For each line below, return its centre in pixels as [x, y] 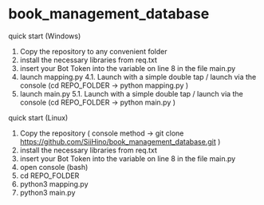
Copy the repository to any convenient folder [93, 51]
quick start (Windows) [45, 36]
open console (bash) [54, 167]
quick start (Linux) [38, 117]
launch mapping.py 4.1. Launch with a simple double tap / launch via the [138, 77]
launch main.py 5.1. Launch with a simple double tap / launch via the [131, 93]
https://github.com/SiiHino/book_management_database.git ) [120, 141]
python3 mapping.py [54, 183]
